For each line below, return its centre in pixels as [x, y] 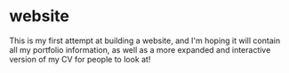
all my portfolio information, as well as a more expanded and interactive [140, 49]
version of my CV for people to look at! [80, 59]
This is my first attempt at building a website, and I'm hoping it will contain [145, 40]
